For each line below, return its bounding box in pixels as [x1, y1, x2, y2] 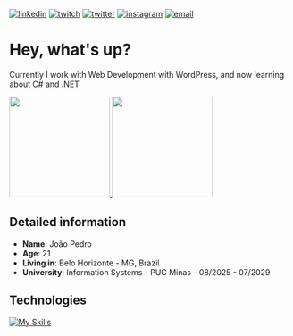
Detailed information [9, 214, 127, 230]
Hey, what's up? [9, 40, 132, 60]
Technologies [9, 293, 88, 308]
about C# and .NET [9, 79, 80, 89]
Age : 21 [21, 248, 51, 258]
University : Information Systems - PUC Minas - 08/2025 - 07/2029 [21, 266, 271, 277]
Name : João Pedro [21, 238, 92, 249]
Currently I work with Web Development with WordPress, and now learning [9, 69, 285, 80]
